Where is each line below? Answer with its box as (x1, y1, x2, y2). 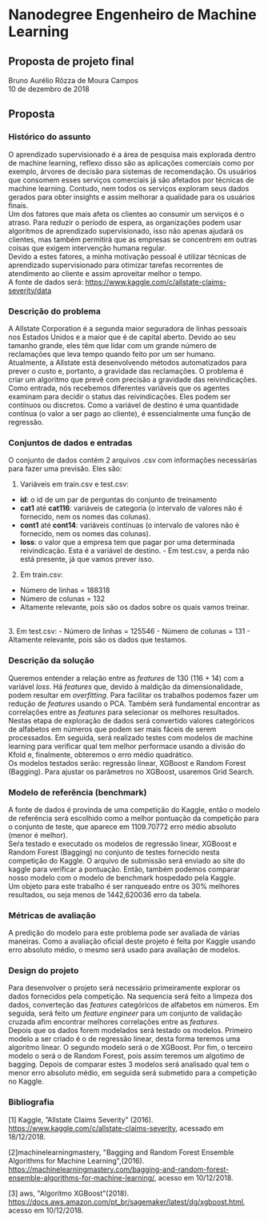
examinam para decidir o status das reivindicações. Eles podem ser (8, 391, 231, 401)
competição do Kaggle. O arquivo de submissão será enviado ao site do (8, 855, 246, 865)
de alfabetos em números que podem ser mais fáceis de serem (8, 724, 217, 734)
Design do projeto (8, 965, 79, 976)
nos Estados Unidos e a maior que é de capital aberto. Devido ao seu (8, 332, 236, 342)
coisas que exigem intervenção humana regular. (8, 242, 166, 253)
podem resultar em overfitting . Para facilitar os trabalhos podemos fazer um (8, 690, 258, 699)
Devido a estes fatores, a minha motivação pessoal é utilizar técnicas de (8, 251, 246, 261)
